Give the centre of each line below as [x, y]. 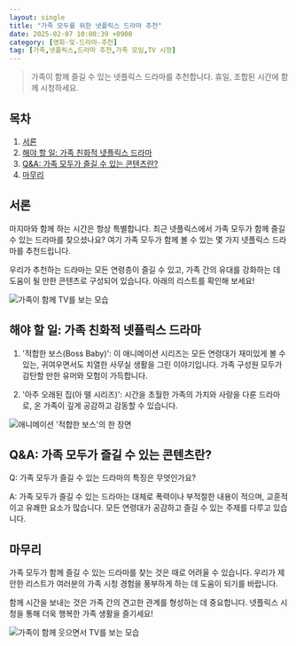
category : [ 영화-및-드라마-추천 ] [63, 42]
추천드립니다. [48, 250]
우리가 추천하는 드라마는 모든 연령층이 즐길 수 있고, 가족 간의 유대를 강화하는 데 [145, 269]
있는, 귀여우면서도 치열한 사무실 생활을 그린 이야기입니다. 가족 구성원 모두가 [152, 364]
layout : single [37, 17]
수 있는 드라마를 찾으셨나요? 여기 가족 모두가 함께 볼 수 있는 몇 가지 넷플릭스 [140, 240]
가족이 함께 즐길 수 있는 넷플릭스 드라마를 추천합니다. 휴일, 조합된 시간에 [155, 77]
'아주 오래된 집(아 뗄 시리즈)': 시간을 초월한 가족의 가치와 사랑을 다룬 [139, 394]
